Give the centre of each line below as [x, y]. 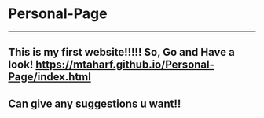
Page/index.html [50, 77]
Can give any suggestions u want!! [95, 103]
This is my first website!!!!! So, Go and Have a [122, 52]
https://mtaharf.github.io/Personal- [125, 65]
